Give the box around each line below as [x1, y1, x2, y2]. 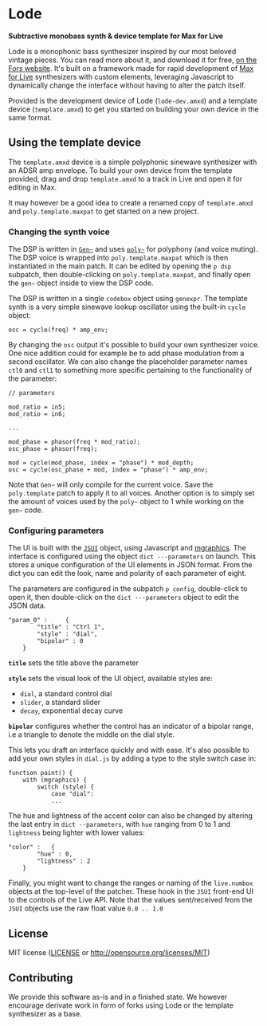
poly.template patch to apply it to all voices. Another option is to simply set [8, 488, 255, 498]
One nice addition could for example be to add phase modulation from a [8, 348, 245, 358]
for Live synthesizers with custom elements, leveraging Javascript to [8, 72, 234, 81]
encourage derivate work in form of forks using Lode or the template [8, 1001, 234, 1010]
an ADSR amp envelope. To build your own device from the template [8, 165, 233, 175]
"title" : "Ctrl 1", [37, 623, 105, 632]
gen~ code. [8, 505, 44, 515]
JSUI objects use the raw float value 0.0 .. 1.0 [8, 903, 163, 913]
